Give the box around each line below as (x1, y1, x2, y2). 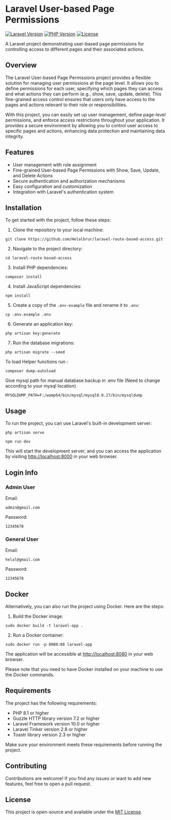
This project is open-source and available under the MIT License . (5, 809, 142, 815)
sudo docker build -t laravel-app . (5, 623, 83, 628)
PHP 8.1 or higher (12, 710, 50, 716)
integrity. (5, 133, 24, 139)
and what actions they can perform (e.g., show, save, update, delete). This (5, 90, 162, 97)
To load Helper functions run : (5, 358, 68, 365)
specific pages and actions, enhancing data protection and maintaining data (5, 128, 165, 134)
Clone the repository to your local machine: (12, 227, 104, 233)
